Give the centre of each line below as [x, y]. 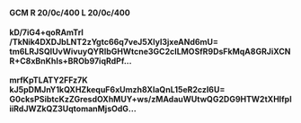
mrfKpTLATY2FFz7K [49, 80]
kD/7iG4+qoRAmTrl [46, 32]
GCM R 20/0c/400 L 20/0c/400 [70, 13]
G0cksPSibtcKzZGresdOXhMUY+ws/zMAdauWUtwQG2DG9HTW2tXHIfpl [150, 100]
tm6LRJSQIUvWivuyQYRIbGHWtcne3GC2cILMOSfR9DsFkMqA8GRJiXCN [150, 52]
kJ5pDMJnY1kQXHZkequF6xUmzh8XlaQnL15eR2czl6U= [117, 90]
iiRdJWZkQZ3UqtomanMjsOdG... [73, 109]
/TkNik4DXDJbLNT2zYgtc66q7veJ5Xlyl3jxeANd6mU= [114, 42]
